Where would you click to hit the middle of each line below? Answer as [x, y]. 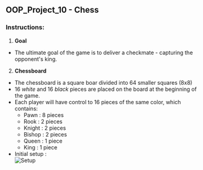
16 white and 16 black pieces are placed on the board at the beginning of [105, 89]
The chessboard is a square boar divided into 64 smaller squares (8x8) [103, 82]
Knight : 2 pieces [45, 128]
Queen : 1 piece [43, 141]
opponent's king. [36, 59]
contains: [26, 108]
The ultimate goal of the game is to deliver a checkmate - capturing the [104, 52]
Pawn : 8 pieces [44, 115]
